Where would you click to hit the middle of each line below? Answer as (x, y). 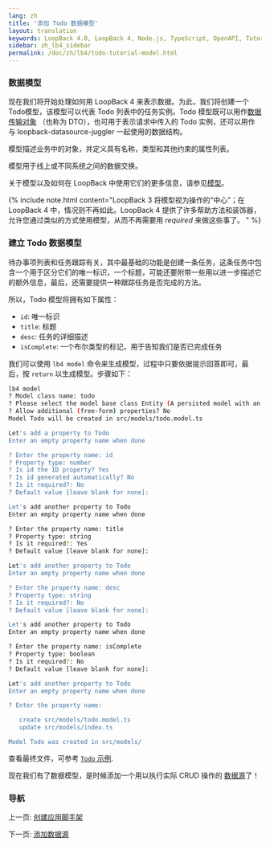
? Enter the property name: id (61, 455)
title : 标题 (38, 326)
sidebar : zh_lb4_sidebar (50, 46)
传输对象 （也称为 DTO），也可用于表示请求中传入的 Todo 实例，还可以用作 (132, 122)
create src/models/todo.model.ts (75, 720)
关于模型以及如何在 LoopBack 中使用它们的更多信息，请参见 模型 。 (119, 183)
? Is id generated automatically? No (72, 478)
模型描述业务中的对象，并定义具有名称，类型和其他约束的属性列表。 (121, 149)
